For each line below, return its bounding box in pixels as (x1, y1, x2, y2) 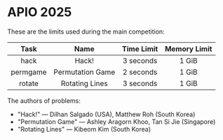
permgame (11, 67, 47, 77)
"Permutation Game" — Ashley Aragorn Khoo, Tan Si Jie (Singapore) (17, 117, 216, 126)
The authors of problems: (7, 96, 81, 105)
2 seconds (122, 67, 158, 77)
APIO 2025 (7, 4, 72, 20)
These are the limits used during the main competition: (7, 27, 165, 36)
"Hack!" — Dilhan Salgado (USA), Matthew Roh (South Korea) (17, 110, 196, 118)
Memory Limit (164, 43, 212, 53)
